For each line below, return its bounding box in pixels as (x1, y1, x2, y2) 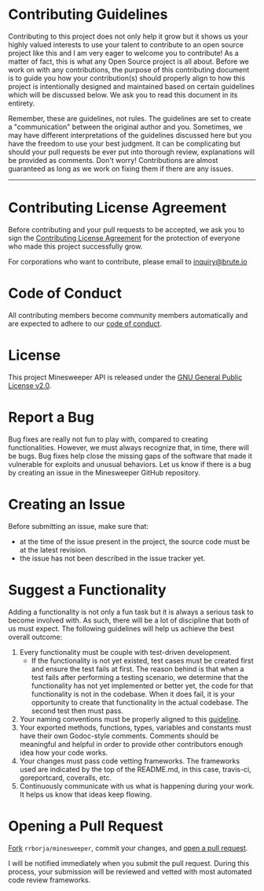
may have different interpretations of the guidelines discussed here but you (8, 130, 252, 139)
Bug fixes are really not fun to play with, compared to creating (8, 434, 208, 444)
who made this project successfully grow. (8, 242, 143, 251)
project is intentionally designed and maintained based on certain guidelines (8, 81, 255, 91)
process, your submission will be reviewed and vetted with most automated (8, 867, 252, 876)
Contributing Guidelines (8, 6, 168, 24)
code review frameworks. (8, 875, 91, 885)
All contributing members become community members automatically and (8, 310, 248, 320)
